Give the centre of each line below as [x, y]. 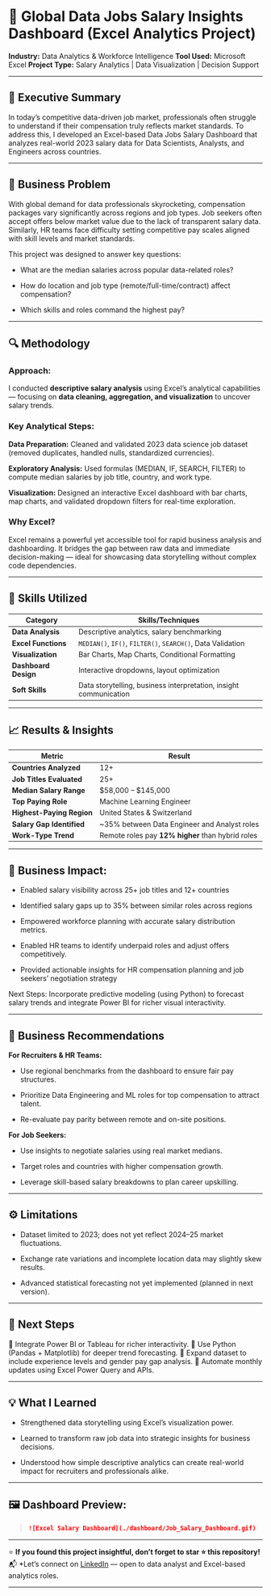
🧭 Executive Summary [65, 97]
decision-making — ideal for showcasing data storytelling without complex [132, 556]
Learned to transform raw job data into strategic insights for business [135, 1438]
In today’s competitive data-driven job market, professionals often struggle [132, 117]
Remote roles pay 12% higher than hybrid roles [179, 835]
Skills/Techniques [169, 620]
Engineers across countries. [55, 151]
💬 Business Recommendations [86, 1035]
